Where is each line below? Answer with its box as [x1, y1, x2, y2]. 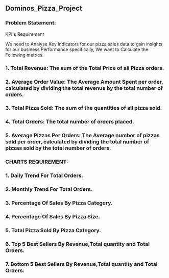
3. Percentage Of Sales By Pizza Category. [5, 199, 113, 206]
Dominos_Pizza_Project [5, 4, 83, 13]
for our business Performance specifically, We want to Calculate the [5, 46, 149, 53]
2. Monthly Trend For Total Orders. [5, 186, 93, 193]
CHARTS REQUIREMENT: [5, 158, 68, 165]
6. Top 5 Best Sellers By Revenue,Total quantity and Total [5, 240, 150, 247]
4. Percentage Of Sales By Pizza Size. [5, 213, 101, 220]
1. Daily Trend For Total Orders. [5, 172, 83, 179]
